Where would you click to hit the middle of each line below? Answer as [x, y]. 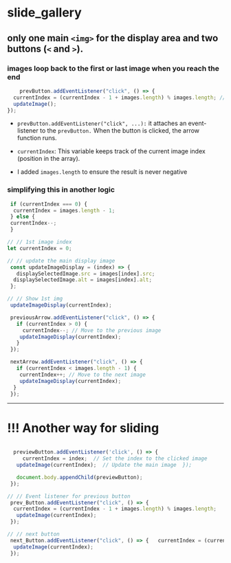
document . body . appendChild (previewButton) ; [79, 477]
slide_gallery [45, 13]
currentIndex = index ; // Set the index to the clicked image [115, 459]
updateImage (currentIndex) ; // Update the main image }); [104, 465]
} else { [23, 217]
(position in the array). [48, 159]
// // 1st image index [40, 242]
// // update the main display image [61, 261]
